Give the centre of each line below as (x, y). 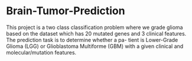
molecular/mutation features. (41, 52)
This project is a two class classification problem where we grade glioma (95, 27)
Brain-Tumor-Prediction (66, 11)
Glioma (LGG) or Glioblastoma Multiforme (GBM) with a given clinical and (95, 46)
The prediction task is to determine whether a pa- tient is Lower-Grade (92, 40)
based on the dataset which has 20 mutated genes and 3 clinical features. (96, 33)
